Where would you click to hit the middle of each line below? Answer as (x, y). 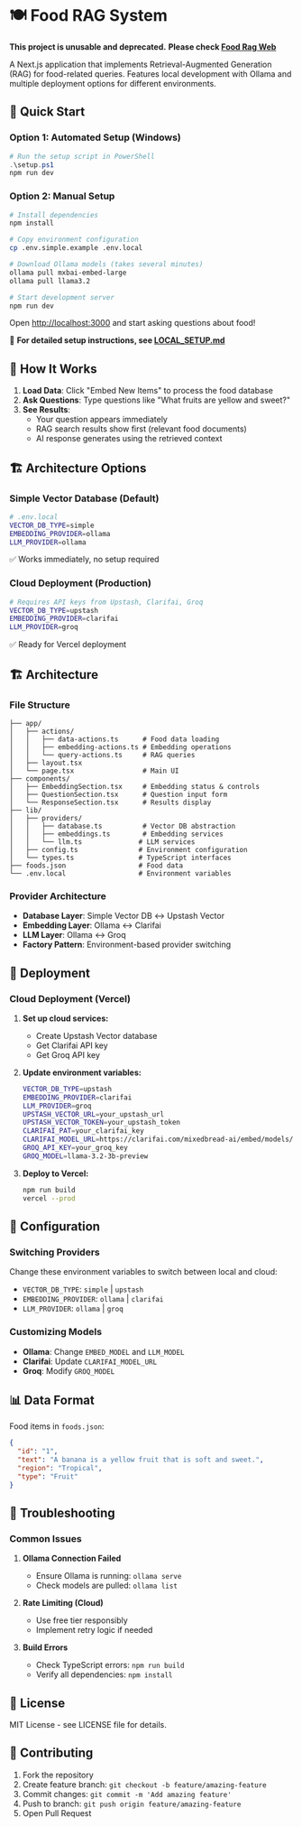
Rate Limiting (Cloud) (63, 1603)
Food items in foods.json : (57, 1426)
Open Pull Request (57, 1813)
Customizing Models (55, 1332)
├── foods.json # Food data (96, 866)
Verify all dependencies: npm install (104, 1674)
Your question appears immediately (102, 420)
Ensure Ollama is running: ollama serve (109, 1576)
